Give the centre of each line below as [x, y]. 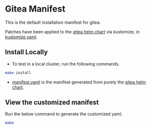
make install [18, 73]
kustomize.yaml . [21, 37]
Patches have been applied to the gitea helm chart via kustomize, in [72, 32]
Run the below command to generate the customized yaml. [64, 114]
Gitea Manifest [35, 9]
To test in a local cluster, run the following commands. [66, 64]
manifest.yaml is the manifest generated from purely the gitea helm [79, 82]
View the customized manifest [52, 103]
